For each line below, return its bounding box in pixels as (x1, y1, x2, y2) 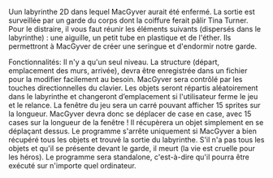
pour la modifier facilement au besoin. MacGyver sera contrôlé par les (8, 75, 243, 84)
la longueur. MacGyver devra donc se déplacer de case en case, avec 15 (8, 109, 252, 119)
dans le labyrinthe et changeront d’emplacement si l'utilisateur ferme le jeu (8, 92, 258, 101)
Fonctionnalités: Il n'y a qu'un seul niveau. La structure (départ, (8, 57, 219, 67)
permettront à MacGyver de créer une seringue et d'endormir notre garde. (8, 41, 258, 51)
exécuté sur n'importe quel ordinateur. (8, 161, 136, 170)
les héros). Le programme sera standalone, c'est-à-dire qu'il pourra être (8, 152, 249, 162)
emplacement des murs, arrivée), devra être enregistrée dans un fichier (8, 66, 248, 76)
